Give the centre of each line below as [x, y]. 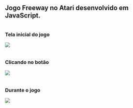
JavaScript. [23, 16]
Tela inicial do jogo [27, 35]
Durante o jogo [23, 90]
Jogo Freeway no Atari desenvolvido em [67, 8]
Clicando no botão [27, 62]
